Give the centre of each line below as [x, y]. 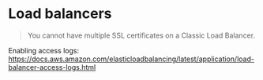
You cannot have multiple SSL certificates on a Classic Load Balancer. [141, 35]
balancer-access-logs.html [52, 67]
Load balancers [60, 14]
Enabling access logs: [44, 50]
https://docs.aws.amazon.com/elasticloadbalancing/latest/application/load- [131, 59]
